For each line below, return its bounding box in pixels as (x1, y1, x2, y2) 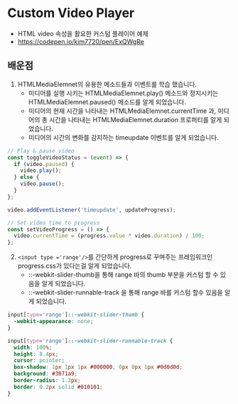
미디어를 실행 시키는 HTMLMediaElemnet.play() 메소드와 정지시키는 (28, 89, 219, 97)
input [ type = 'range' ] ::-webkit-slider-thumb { (7, 311, 144, 319)
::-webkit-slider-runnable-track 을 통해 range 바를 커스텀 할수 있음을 (28, 288, 223, 297)
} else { (13, 174, 40, 181)
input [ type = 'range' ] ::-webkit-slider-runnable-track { (7, 337, 173, 344)
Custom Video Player (7, 5, 135, 21)
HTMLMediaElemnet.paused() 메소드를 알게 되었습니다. (28, 97, 187, 106)
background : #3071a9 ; (13, 371, 78, 378)
